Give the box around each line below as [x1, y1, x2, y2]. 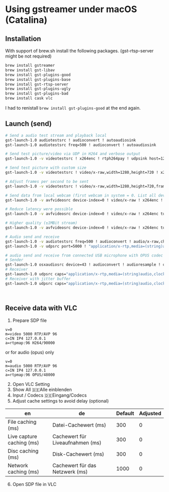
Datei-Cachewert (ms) [52, 421, 107, 428]
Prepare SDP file [12, 317, 47, 323]
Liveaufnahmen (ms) [52, 439, 102, 446]
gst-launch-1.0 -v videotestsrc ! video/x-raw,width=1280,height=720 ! [5, 170, 158, 175]
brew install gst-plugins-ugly [5, 86, 71, 91]
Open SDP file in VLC [12, 481, 57, 487]
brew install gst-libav [5, 67, 55, 73]
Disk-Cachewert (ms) [52, 451, 105, 458]
